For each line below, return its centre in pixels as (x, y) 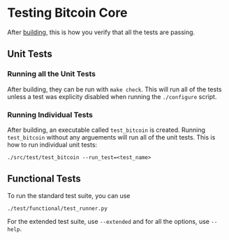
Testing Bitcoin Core (67, 13)
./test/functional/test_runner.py (58, 208)
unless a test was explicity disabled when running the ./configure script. (112, 96)
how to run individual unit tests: (52, 144)
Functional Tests (44, 179)
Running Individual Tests (50, 114)
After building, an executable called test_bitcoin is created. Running (106, 130)
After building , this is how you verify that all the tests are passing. (101, 32)
